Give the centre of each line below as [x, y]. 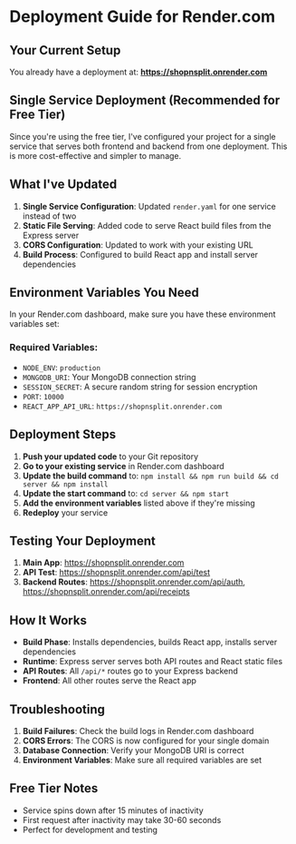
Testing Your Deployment [83, 540]
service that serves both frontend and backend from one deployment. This [148, 146]
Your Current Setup [65, 50]
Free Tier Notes [54, 788]
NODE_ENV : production [62, 367]
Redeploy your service [65, 512]
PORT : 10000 [43, 396]
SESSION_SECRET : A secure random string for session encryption [140, 387]
